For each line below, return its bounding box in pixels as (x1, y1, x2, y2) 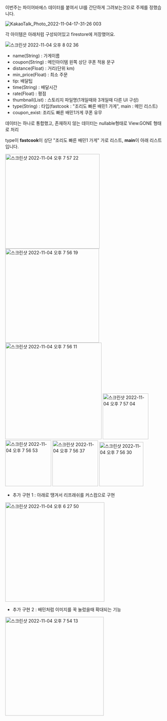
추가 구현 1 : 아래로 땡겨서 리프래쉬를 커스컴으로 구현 (12, 492, 115, 498)
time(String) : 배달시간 (12, 84, 58, 90)
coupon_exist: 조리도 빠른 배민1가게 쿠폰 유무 (12, 110, 102, 115)
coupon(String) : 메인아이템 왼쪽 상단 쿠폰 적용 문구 (12, 59, 115, 65)
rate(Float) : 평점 (12, 90, 47, 96)
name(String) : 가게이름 (12, 53, 60, 59)
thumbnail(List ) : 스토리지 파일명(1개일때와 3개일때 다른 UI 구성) (12, 97, 139, 102)
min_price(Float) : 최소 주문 (12, 72, 68, 77)
